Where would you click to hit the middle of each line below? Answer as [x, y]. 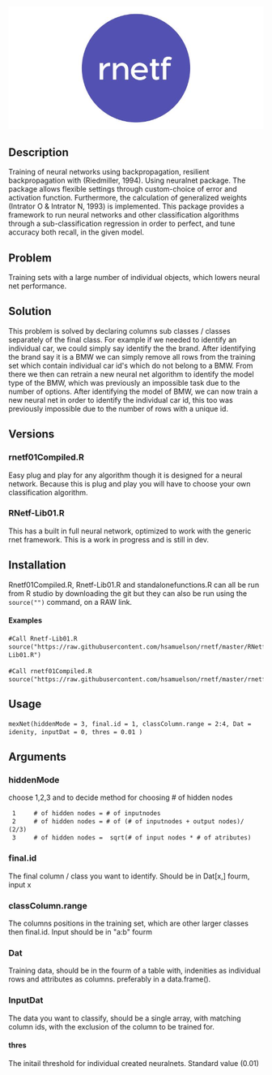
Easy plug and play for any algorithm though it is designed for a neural [125, 475]
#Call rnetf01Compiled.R [50, 671]
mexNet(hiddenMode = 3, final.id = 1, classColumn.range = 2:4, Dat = [130, 724]
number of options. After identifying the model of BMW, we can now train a [133, 391]
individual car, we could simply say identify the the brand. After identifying [132, 348]
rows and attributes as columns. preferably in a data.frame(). [110, 979]
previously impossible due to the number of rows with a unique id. [119, 408]
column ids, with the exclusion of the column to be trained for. [111, 1026]
